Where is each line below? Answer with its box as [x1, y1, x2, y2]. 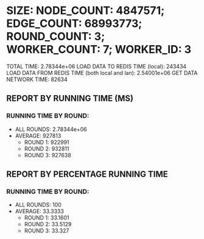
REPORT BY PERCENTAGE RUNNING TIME [6, 169, 169, 180]
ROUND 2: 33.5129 [24, 221, 72, 228]
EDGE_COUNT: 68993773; [6, 16, 142, 30]
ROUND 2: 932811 [24, 144, 69, 152]
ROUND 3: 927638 [24, 151, 71, 159]
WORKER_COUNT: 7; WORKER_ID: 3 [6, 43, 192, 57]
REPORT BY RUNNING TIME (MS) [6, 93, 134, 104]
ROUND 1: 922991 [24, 138, 69, 146]
